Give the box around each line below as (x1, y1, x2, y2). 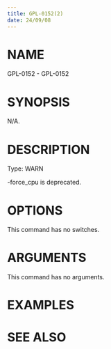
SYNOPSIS (7, 94, 71, 110)
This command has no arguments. (7, 273, 105, 281)
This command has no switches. (7, 226, 100, 234)
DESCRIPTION (7, 141, 90, 157)
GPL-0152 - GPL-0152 (7, 70, 69, 78)
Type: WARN (7, 164, 44, 173)
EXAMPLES (7, 297, 74, 313)
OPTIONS (7, 203, 63, 218)
